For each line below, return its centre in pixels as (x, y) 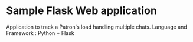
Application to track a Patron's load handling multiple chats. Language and (97, 27)
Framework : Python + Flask (40, 33)
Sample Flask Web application (82, 11)
